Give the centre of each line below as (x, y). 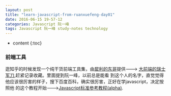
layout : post (19, 10)
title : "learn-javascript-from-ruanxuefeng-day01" (60, 15)
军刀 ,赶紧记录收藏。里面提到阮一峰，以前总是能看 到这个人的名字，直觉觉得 (84, 75)
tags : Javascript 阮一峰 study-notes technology (57, 29)
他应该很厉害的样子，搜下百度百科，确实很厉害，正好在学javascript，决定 (82, 82)
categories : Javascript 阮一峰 (37, 24)
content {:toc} (27, 43)
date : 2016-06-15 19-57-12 (34, 19)
